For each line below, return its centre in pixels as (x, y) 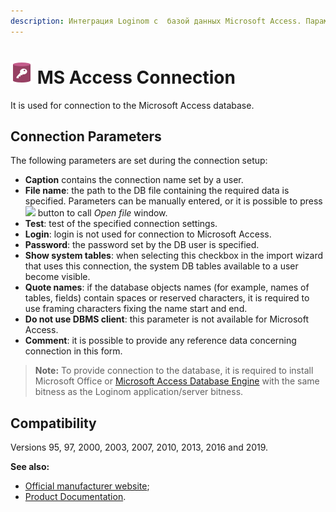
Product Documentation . (75, 497)
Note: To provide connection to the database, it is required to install (174, 371)
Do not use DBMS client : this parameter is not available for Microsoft (166, 319)
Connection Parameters (86, 136)
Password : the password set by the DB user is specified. (142, 245)
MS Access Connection (136, 77)
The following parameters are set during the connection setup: (139, 161)
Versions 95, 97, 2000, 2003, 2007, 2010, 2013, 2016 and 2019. (139, 447)
